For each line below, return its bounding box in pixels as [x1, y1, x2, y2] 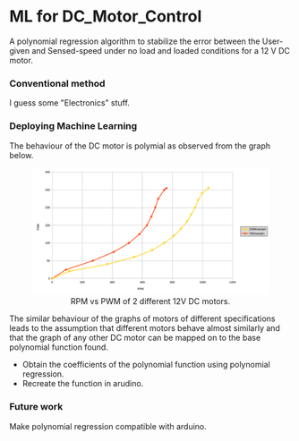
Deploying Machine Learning [9, 120, 138, 132]
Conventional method [9, 77, 106, 89]
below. [9, 149, 34, 160]
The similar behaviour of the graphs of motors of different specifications [9, 313, 276, 324]
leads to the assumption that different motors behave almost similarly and [9, 323, 280, 334]
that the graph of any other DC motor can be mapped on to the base [9, 333, 261, 343]
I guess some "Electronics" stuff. [9, 98, 130, 108]
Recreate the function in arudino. [21, 378, 144, 389]
